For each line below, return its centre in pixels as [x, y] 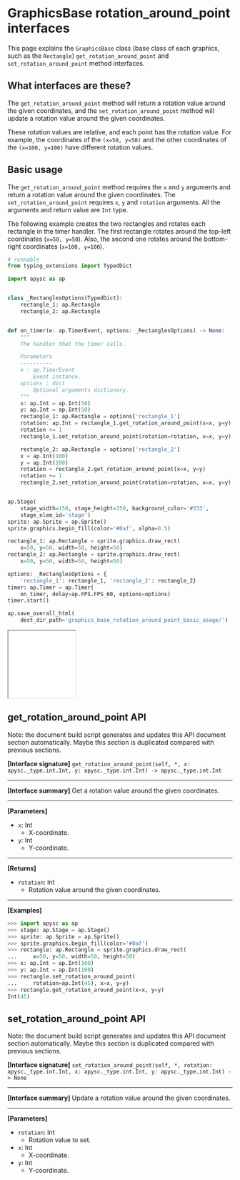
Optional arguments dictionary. [81, 390]
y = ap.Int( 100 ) [45, 462]
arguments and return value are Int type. [68, 209]
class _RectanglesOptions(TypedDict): [65, 298]
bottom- [216, 239]
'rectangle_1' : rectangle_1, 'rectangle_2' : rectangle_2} [108, 580]
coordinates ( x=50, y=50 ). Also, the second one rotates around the [105, 239]
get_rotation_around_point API [77, 717]
